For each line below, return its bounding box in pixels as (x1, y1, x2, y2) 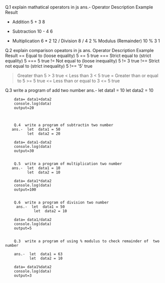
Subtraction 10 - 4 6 (12, 28, 53, 34)
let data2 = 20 (27, 131, 61, 136)
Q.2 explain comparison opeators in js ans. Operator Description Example (5, 48, 154, 53)
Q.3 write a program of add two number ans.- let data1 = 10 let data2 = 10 (5, 87, 154, 93)
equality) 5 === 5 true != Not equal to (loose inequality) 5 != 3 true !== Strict (5, 58, 160, 63)
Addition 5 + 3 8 (12, 19, 45, 25)
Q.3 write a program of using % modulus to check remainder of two (14, 239, 160, 244)
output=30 (14, 148, 34, 153)
